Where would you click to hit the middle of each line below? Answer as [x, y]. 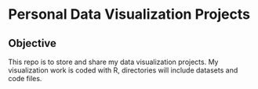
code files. [25, 78]
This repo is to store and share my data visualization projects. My [113, 62]
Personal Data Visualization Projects [129, 14]
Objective [33, 43]
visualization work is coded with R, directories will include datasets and [123, 70]
